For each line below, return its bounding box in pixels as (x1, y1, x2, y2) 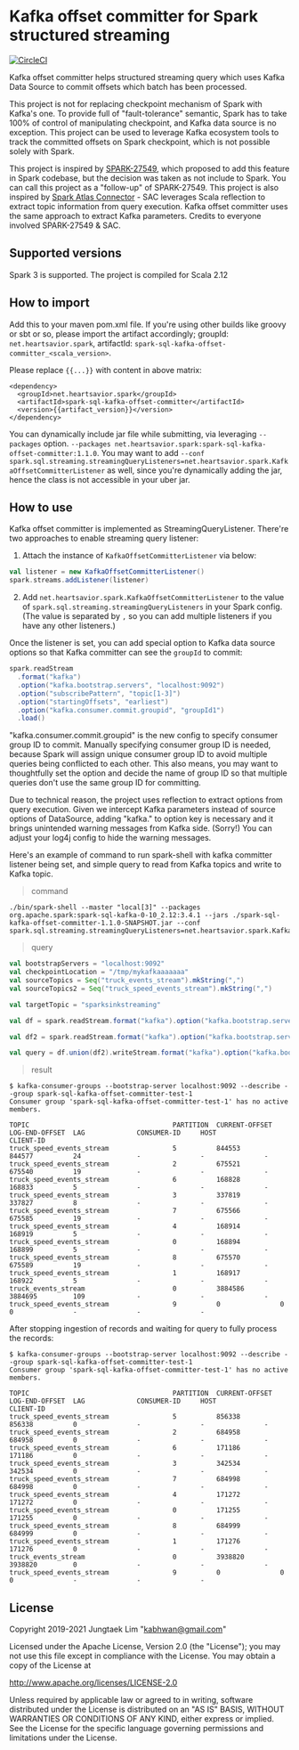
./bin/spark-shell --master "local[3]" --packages (9, 903, 201, 912)
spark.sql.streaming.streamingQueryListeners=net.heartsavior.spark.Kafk (9, 457, 289, 466)
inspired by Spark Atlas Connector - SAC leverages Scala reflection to (9, 191, 265, 202)
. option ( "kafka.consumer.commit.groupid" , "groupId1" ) (17, 705, 225, 714)
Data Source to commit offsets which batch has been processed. (9, 81, 247, 92)
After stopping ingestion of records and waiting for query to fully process (9, 1323, 278, 1334)
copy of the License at (9, 1660, 92, 1671)
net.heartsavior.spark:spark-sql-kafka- (114, 439, 267, 449)
